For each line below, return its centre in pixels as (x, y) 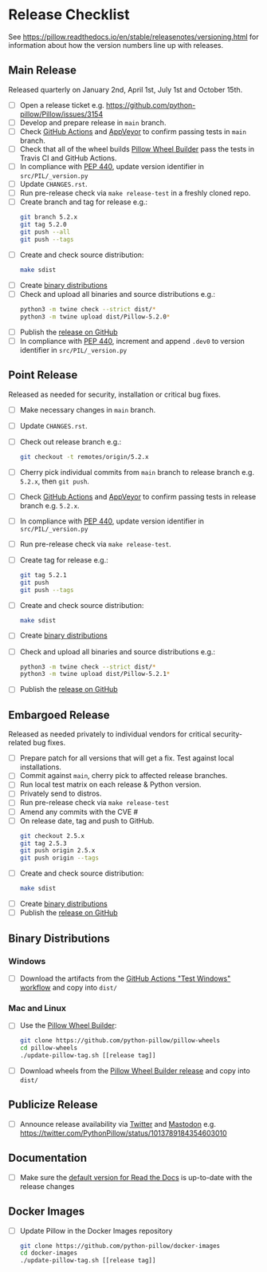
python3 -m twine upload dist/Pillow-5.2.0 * (95, 317)
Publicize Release (53, 1105)
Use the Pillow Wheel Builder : (68, 1025)
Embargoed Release (59, 715)
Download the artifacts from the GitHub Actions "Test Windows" (125, 978)
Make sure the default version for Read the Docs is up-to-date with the (136, 1177)
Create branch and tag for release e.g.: (84, 202)
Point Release (43, 375)
